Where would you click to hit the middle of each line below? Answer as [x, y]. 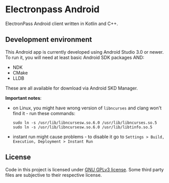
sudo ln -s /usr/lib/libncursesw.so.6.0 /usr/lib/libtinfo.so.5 [82, 127]
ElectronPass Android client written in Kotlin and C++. [62, 24]
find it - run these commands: [44, 113]
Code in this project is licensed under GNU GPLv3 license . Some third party [85, 169]
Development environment [49, 40]
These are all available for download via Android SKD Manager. [71, 88]
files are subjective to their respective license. [54, 175]
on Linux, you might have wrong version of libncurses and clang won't [87, 108]
